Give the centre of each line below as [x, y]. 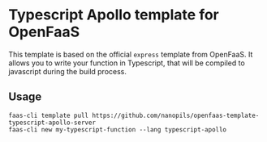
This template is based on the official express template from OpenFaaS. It [131, 54]
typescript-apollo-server [52, 123]
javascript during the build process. [68, 71]
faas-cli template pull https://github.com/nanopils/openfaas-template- [134, 115]
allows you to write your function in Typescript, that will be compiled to [127, 63]
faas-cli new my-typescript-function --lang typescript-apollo [118, 129]
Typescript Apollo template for [114, 15]
